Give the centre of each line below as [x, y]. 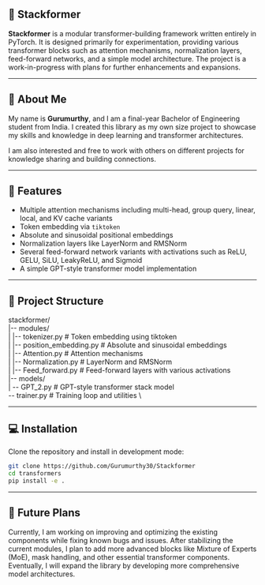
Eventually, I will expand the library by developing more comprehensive [124, 565]
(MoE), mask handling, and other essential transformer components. [119, 557]
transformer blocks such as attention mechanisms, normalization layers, [125, 50]
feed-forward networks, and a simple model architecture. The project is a [127, 58]
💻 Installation [43, 428]
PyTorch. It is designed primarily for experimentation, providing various [123, 42]
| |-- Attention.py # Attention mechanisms [76, 354]
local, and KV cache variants [66, 219]
